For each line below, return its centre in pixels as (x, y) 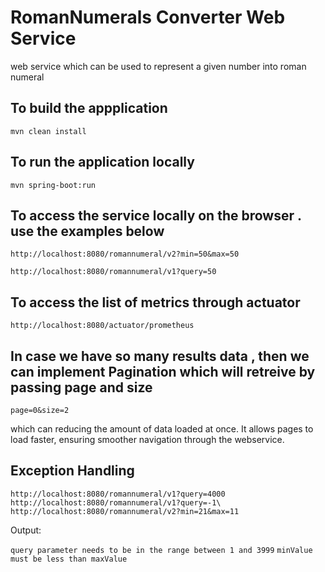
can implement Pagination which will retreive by (163, 371)
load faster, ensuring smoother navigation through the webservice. (147, 439)
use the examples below (87, 231)
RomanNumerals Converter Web (148, 17)
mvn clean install (48, 131)
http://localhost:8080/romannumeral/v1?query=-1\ (116, 502)
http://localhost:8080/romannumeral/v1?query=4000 (118, 494)
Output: (26, 530)
